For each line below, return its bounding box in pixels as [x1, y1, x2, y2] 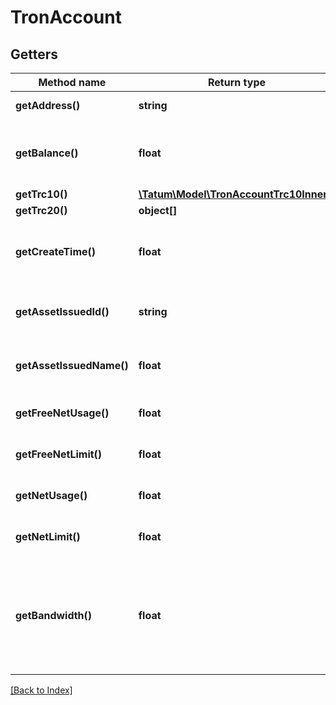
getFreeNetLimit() [15, 447, 103, 461]
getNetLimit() [15, 530, 81, 543]
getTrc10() [15, 187, 68, 201]
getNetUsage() [15, 489, 88, 502]
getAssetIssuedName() [15, 359, 129, 372]
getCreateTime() [15, 245, 97, 258]
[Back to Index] [10, 684, 73, 696]
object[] [138, 204, 178, 217]
